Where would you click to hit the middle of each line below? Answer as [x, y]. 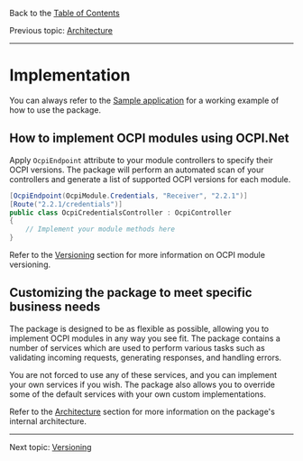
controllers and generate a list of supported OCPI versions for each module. [150, 179]
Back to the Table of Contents [64, 13]
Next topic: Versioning [50, 447]
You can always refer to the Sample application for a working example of [144, 100]
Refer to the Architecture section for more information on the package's [142, 411]
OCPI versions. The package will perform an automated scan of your [137, 170]
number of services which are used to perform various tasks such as [138, 347]
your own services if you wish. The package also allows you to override [142, 384]
